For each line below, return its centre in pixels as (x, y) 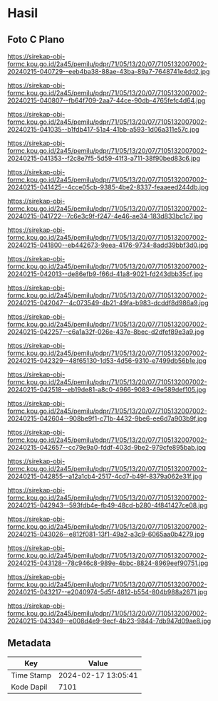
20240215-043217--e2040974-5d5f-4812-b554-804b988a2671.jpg (108, 592)
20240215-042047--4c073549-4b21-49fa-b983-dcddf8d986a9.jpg (108, 303)
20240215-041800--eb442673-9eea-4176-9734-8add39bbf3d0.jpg (108, 245)
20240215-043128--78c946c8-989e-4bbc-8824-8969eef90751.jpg (108, 563)
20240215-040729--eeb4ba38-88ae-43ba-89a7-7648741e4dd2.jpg (109, 72)
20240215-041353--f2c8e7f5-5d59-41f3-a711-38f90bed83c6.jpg (104, 158)
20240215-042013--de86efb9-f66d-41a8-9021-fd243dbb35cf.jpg (105, 274)
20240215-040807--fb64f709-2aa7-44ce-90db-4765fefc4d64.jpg (107, 100)
